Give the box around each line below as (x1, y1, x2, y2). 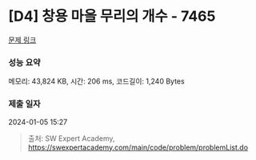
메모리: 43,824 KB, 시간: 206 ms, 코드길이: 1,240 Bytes (8, 76, 186, 86)
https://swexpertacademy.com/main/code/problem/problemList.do (27, 142, 249, 152)
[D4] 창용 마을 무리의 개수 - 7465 (8, 7, 216, 25)
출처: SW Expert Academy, (27, 133, 115, 143)
